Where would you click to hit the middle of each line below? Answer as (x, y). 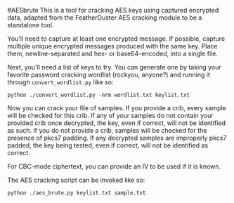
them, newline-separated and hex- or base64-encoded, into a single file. (112, 53)
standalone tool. (31, 25)
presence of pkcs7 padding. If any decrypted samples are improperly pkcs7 (117, 138)
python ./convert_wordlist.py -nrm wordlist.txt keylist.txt (99, 95)
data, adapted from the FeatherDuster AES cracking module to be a (105, 18)
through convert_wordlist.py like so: (60, 82)
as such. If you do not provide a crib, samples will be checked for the (107, 130)
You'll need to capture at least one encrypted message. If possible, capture (116, 39)
